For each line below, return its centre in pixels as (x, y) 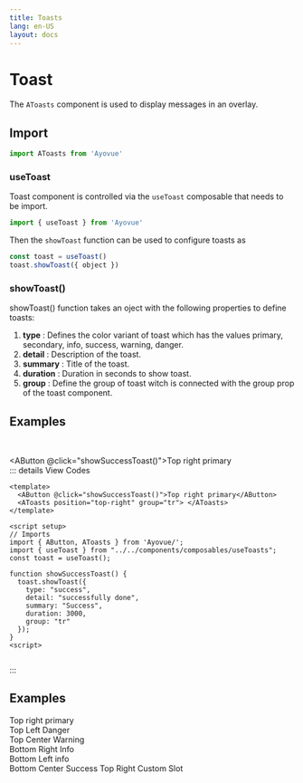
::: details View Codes (50, 471)
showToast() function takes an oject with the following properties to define (148, 308)
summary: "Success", (64, 606)
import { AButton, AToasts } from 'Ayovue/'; (96, 543)
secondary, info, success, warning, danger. (103, 345)
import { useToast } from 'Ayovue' (76, 223)
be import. (28, 206)
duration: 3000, (57, 614)
